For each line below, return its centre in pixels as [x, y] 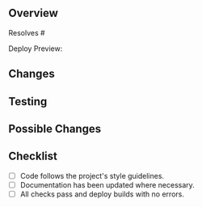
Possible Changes [55, 129]
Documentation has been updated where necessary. [107, 184]
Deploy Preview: [36, 49]
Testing [28, 101]
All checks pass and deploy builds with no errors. [102, 194]
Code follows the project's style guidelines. [92, 175]
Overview [34, 13]
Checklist [33, 156]
